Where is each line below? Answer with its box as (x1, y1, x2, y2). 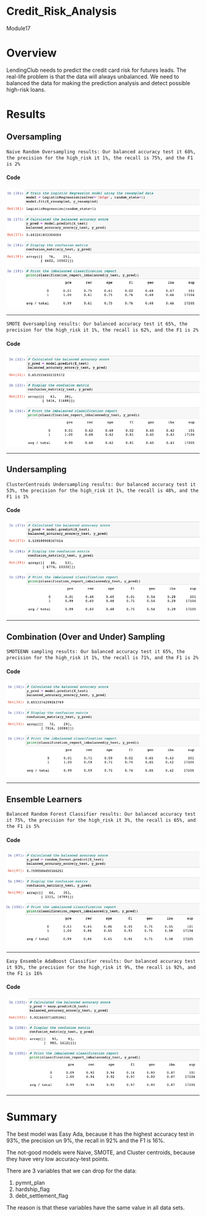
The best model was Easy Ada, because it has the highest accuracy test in (6, 1130, 194, 1138)
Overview (6, 46, 57, 60)
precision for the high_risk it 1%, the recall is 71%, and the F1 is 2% (6, 655, 199, 661)
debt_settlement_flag (15, 1192, 69, 1199)
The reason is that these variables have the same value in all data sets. (6, 1204, 185, 1212)
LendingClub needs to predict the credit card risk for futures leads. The (6, 66, 187, 74)
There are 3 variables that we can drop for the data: (6, 1167, 137, 1175)
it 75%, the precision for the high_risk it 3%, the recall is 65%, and (6, 817, 196, 824)
